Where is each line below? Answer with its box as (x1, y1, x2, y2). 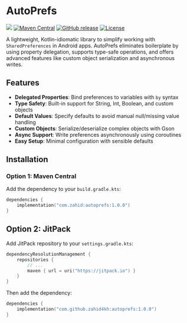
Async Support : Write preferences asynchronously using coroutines (14, 131, 182, 138)
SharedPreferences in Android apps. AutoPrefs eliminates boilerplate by (6, 42, 179, 49)
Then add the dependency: (6, 289, 72, 296)
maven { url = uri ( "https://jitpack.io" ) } (27, 268, 136, 273)
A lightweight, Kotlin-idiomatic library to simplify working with (6, 35, 155, 42)
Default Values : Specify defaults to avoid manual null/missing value (14, 112, 180, 119)
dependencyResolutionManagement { (6, 251, 91, 257)
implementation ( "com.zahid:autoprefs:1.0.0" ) (17, 202, 131, 209)
